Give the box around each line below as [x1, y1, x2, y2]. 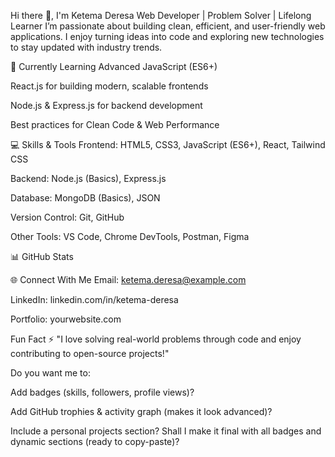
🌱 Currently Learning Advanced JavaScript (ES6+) [10, 61, 218, 72]
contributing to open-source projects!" [10, 348, 170, 359]
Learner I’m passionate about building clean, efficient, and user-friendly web [10, 20, 326, 32]
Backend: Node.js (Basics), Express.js [10, 173, 167, 184]
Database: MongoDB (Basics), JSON [10, 192, 161, 204]
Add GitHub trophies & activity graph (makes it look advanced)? [10, 406, 273, 417]
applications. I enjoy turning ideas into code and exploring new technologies [10, 31, 325, 42]
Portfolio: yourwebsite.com [10, 313, 122, 325]
